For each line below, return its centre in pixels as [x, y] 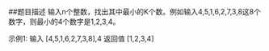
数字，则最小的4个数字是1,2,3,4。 [64, 22]
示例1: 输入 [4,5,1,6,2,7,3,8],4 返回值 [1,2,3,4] [82, 39]
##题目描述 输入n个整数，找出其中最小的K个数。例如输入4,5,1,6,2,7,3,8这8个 [134, 12]
